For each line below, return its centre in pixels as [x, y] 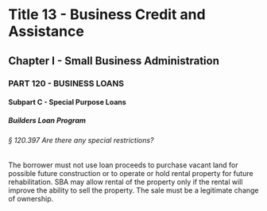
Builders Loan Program [47, 120]
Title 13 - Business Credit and [107, 15]
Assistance [46, 31]
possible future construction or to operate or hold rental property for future [131, 173]
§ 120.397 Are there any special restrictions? [81, 140]
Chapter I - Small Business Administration [114, 61]
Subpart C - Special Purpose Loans [68, 102]
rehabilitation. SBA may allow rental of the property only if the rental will [126, 182]
